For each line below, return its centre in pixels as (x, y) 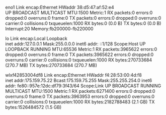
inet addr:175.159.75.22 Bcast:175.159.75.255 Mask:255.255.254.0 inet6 (79, 80)
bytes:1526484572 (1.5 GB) (33, 107)
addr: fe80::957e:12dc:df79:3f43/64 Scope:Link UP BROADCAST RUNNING (83, 86)
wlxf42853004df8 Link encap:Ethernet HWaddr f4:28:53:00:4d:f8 (73, 75)
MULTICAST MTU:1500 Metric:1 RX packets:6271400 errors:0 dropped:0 (80, 91)
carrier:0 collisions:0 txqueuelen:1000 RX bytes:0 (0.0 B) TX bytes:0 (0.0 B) (83, 23)
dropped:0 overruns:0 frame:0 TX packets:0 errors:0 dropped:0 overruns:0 (83, 18)
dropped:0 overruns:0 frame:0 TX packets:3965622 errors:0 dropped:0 (79, 54)
